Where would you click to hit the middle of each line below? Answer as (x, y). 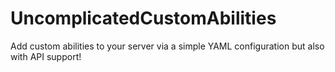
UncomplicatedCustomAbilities (143, 18)
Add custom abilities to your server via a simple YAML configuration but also (167, 46)
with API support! (46, 56)
